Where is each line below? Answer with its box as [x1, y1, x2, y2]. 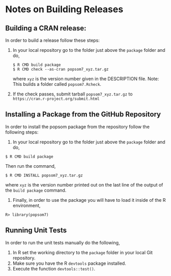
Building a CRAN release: [5, 24, 87, 33]
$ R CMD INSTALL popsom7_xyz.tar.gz [5, 173, 83, 178]
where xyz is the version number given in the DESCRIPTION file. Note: [12, 76, 159, 82]
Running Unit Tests [5, 226, 67, 235]
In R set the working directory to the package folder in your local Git [12, 249, 153, 255]
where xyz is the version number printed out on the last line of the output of [5, 181, 163, 188]
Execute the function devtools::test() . [12, 265, 96, 271]
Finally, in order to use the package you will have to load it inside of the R [12, 197, 166, 203]
